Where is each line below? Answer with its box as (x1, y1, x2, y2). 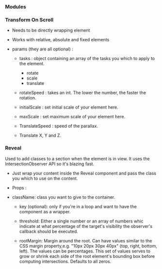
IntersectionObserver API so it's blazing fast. (5, 161, 95, 167)
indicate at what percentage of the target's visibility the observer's (19, 223, 153, 229)
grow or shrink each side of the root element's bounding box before (19, 253, 155, 259)
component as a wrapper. (19, 208, 71, 214)
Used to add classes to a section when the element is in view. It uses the (5, 156, 150, 161)
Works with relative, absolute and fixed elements (12, 37, 110, 43)
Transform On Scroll (5, 16, 54, 23)
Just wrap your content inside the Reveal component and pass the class (12, 170, 157, 176)
